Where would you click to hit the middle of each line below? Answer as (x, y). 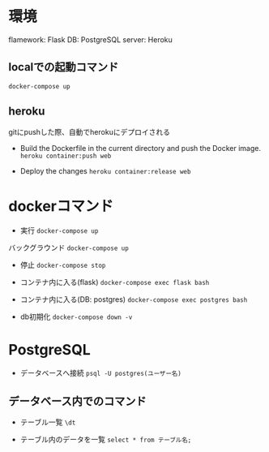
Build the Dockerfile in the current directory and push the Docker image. (141, 148)
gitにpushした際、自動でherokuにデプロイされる (89, 131)
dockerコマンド (61, 206)
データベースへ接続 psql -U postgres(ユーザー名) (101, 373)
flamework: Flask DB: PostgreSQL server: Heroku (90, 39)
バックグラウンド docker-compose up (69, 248)
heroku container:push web (66, 156)
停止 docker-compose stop (63, 265)
